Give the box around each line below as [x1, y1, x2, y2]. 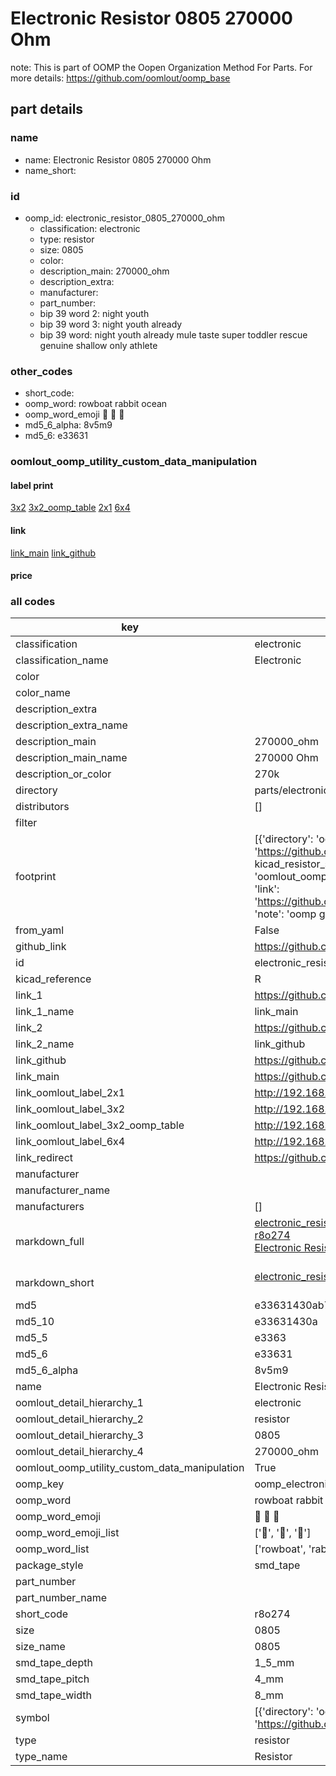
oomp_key [15, 1477, 65, 1491]
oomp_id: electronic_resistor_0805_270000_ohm [24, 212, 225, 224]
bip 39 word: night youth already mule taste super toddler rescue [39, 328, 308, 341]
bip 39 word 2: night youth [39, 307, 150, 319]
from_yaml [15, 923, 65, 937]
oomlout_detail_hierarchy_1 [15, 1396, 144, 1410]
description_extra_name [15, 718, 128, 732]
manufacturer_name [15, 1183, 111, 1197]
